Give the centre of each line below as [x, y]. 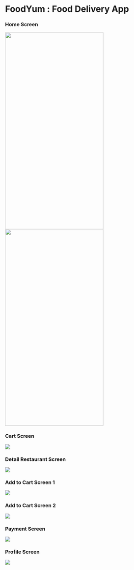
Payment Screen [25, 529]
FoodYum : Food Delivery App [67, 9]
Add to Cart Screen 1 [30, 482]
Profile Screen [23, 552]
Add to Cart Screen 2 [30, 506]
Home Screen [22, 25]
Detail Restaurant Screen [36, 459]
